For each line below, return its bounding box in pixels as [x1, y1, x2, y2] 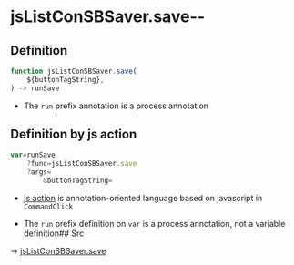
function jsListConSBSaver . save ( [10, 66, 137, 76]
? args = [26, 168, 52, 177]
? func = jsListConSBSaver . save [26, 159, 137, 168]
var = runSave [10, 150, 56, 160]
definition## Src [23, 228, 85, 239]
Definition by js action [10, 127, 137, 142]
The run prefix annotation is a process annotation [23, 100, 208, 111]
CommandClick [23, 202, 74, 211]
